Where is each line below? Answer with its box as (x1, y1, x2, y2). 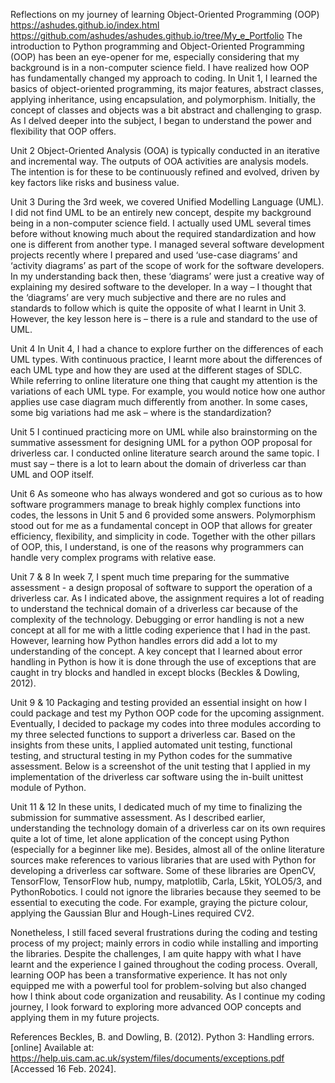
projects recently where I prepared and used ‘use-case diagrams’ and (10, 249, 298, 261)
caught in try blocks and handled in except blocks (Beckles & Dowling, (10, 667, 300, 678)
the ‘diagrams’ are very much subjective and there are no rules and (10, 292, 287, 303)
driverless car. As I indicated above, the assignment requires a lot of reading (10, 592, 325, 604)
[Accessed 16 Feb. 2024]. (10, 1063, 117, 1074)
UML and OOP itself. (10, 469, 95, 480)
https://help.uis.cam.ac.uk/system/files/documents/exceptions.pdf (10, 1052, 285, 1064)
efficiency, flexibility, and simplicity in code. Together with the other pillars (10, 530, 317, 542)
